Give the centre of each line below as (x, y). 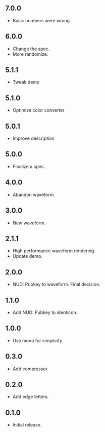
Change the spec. (31, 49)
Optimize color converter (38, 110)
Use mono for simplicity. (38, 340)
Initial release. (27, 425)
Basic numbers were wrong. (42, 20)
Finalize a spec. (29, 166)
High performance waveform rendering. (54, 251)
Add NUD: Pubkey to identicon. (45, 312)
